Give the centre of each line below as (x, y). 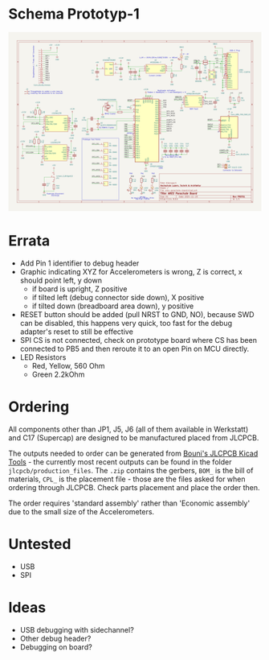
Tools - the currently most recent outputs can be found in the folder (120, 462)
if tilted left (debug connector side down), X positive (118, 298)
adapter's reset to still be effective (77, 332)
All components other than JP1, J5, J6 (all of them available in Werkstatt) (128, 429)
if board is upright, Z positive (79, 289)
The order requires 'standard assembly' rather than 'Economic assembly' (129, 503)
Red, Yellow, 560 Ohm (69, 366)
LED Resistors (43, 357)
